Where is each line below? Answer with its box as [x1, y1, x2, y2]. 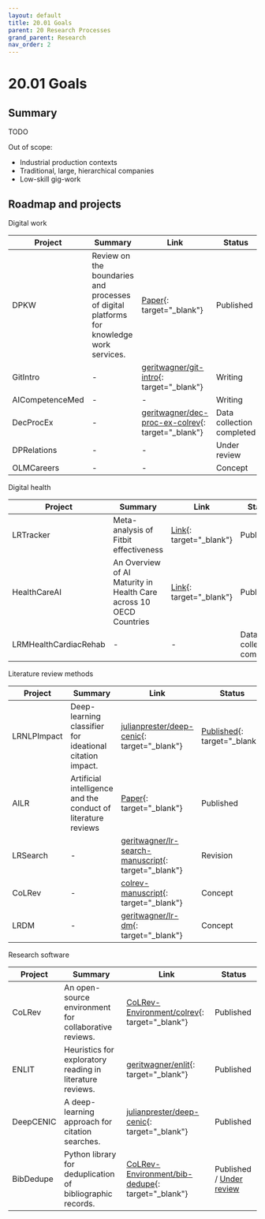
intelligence [70, 783, 114, 794]
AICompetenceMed [12, 394, 84, 405]
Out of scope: [8, 143, 53, 152]
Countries [113, 616, 150, 627]
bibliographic [64, 1188, 113, 1199]
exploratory [64, 1054, 107, 1065]
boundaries [91, 270, 134, 281]
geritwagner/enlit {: [125, 1059, 196, 1070]
